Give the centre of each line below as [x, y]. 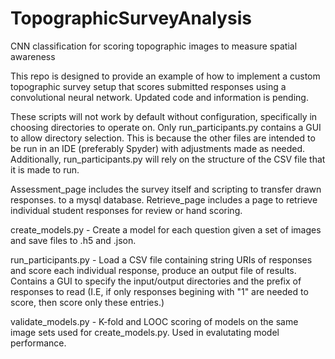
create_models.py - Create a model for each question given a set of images [166, 229]
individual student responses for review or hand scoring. [126, 210]
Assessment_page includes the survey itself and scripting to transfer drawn [166, 189]
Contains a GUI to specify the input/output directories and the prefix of [156, 281]
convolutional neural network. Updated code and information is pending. [159, 97]
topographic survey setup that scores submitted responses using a [148, 86]
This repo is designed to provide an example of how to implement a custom [165, 76]
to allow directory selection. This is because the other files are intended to [163, 138]
